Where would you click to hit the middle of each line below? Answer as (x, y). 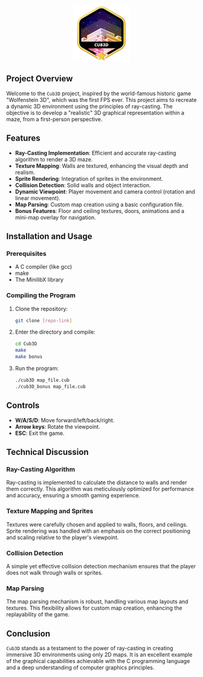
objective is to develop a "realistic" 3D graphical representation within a (95, 113)
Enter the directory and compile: (55, 332)
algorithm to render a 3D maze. (54, 159)
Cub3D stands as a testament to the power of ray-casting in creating (90, 648)
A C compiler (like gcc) (43, 267)
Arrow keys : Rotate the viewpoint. (58, 426)
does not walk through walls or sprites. (55, 573)
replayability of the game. (38, 615)
